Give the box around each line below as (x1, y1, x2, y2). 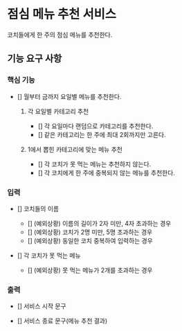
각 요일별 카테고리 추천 (27, 107, 89, 115)
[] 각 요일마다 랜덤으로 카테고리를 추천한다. (37, 122, 154, 130)
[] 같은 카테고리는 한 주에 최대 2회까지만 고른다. (37, 130, 166, 138)
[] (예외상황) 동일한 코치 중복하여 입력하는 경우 (27, 236, 154, 244)
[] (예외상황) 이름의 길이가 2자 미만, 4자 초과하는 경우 (27, 219, 172, 227)
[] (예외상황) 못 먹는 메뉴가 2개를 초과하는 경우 (27, 266, 153, 274)
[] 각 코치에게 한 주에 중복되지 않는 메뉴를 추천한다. (37, 168, 175, 177)
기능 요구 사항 (7, 53, 62, 64)
